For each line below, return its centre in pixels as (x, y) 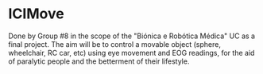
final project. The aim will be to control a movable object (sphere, (114, 44)
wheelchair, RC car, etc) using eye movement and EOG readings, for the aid (131, 53)
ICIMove (37, 14)
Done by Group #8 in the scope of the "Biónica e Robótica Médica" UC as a (132, 36)
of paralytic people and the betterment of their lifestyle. (99, 61)
